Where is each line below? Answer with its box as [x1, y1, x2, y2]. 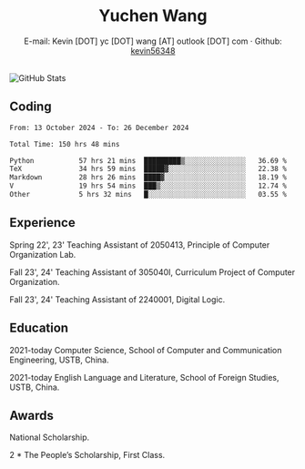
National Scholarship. [9, 432, 90, 443]
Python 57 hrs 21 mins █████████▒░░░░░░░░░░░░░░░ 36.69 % [9, 156, 287, 165]
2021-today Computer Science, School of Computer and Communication [9, 344, 282, 355]
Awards [9, 407, 55, 423]
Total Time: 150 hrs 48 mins [9, 139, 120, 148]
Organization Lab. [9, 249, 76, 260]
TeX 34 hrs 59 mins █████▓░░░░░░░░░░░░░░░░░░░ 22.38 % [9, 165, 287, 174]
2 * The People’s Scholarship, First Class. [9, 450, 166, 461]
